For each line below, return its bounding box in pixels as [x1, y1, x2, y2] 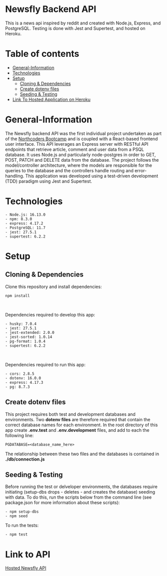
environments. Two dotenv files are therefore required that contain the [5, 416, 151, 422]
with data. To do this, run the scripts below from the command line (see [5, 494, 152, 500]
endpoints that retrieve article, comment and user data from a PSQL [5, 146, 145, 152]
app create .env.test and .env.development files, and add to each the [5, 427, 150, 433]
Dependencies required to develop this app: [5, 311, 96, 317]
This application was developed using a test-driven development [25, 173, 159, 179]
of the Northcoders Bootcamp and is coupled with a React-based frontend [5, 136, 158, 142]
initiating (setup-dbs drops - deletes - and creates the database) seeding [5, 489, 156, 495]
